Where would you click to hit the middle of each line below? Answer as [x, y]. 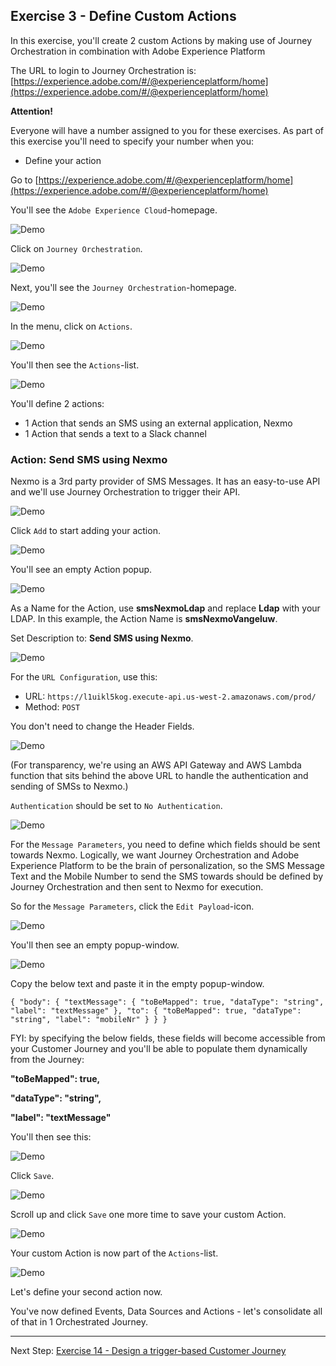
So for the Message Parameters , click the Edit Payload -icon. [132, 906]
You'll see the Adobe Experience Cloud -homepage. [114, 210]
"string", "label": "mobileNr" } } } [89, 1020]
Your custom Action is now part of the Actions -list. [114, 1253]
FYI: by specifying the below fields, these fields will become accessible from [168, 1038]
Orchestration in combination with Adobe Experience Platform [138, 51]
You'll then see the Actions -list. [75, 365]
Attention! [32, 111]
